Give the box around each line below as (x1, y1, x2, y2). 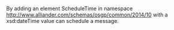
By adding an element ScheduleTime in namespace (6, 5, 133, 12)
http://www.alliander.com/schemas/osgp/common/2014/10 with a (6, 11, 168, 18)
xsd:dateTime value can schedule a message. (6, 18, 119, 24)
